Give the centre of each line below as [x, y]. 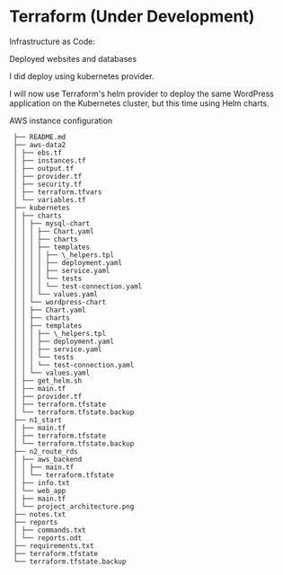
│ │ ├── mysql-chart [52, 223]
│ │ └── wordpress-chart [59, 302]
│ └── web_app [40, 491]
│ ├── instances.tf [50, 160]
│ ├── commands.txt [50, 530]
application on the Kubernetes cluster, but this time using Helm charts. [139, 103]
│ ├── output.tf [44, 168]
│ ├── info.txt [41, 482]
